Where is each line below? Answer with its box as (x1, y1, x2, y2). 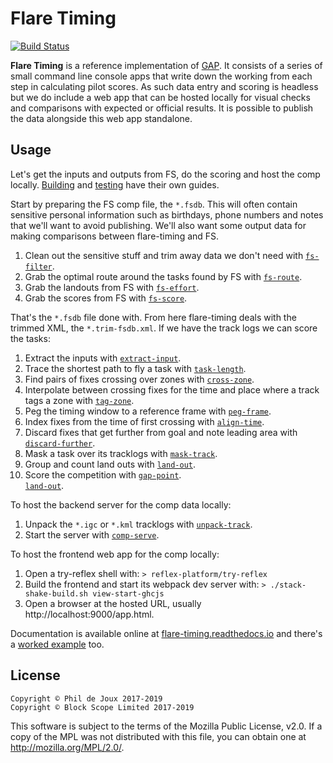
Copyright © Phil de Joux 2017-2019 (10, 693, 163, 704)
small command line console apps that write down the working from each (10, 70, 313, 82)
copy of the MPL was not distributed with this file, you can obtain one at (10, 730, 307, 742)
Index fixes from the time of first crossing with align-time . (24, 415, 265, 427)
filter (24, 262, 53, 272)
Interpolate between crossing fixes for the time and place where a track (24, 383, 320, 396)
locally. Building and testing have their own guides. (10, 178, 220, 191)
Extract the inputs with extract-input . (24, 352, 182, 364)
